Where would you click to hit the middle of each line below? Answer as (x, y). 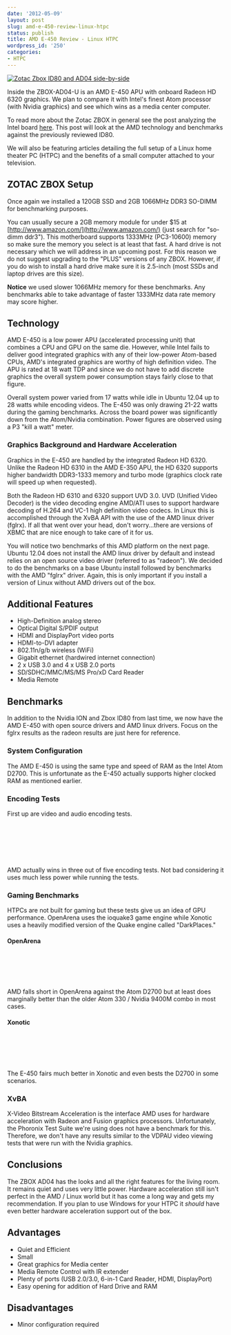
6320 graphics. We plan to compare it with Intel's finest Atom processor (109, 99)
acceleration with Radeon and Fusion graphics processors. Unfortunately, (112, 1121)
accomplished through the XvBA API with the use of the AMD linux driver (111, 517)
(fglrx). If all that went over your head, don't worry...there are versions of (110, 525)
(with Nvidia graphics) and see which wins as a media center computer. (109, 106)
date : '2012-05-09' (35, 14)
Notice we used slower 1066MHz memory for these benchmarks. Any (106, 287)
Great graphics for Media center (63, 1264)
